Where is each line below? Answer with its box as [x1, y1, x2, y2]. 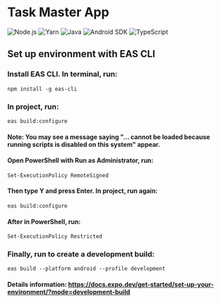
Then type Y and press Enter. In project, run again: [7, 186, 158, 195]
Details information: [7, 280, 67, 289]
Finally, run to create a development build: [7, 249, 155, 259]
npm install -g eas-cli [7, 85, 78, 93]
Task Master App [7, 4, 109, 20]
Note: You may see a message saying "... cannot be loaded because [7, 132, 210, 141]
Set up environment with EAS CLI [7, 48, 155, 60]
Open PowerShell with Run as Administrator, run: [7, 156, 154, 165]
